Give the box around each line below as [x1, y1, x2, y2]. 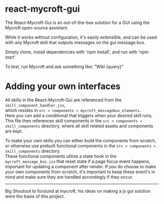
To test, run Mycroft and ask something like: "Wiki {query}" [5, 64, 123, 69]
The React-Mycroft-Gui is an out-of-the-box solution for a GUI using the [5, 20, 150, 25]
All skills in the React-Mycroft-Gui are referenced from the [5, 97, 122, 103]
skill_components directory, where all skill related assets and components [5, 123, 153, 129]
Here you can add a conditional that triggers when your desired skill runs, [5, 113, 153, 118]
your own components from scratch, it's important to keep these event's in [5, 169, 155, 175]
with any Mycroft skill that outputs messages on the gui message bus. [5, 39, 145, 45]
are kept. [5, 128, 23, 134]
